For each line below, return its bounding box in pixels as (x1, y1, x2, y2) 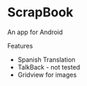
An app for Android (7, 28, 64, 36)
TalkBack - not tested (17, 63, 81, 71)
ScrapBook (7, 4, 74, 21)
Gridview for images (17, 70, 77, 79)
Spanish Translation (17, 55, 76, 64)
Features (7, 41, 33, 50)
